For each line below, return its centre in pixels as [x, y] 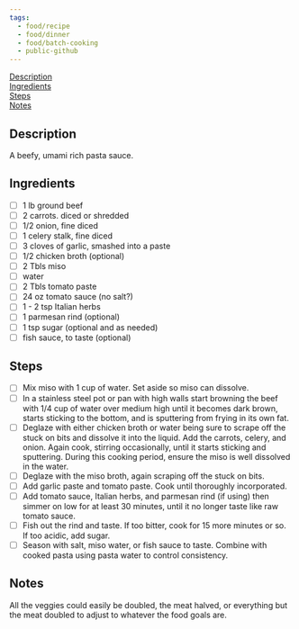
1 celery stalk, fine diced [68, 236]
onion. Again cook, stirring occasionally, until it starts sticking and [144, 447]
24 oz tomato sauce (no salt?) [77, 297]
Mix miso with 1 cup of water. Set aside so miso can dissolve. [136, 388]
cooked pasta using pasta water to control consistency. [125, 555]
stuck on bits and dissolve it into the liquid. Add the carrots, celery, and [154, 437]
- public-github [48, 51]
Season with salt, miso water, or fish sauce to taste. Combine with [145, 544]
